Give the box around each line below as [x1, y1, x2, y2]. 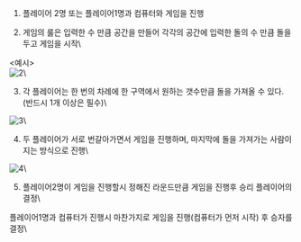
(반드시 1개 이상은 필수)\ [22, 97, 107, 108]
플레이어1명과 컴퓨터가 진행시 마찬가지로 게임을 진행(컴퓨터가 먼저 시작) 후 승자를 [9, 212, 293, 222]
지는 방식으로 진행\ [22, 145, 88, 156]
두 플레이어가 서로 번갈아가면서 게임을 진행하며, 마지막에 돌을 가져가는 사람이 [22, 134, 293, 144]
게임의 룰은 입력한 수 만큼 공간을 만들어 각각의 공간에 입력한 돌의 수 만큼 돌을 [22, 27, 292, 38]
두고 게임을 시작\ [22, 39, 81, 49]
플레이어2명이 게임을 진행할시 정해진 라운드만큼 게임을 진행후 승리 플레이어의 [22, 182, 293, 192]
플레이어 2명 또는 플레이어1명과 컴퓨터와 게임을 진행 [22, 8, 205, 18]
